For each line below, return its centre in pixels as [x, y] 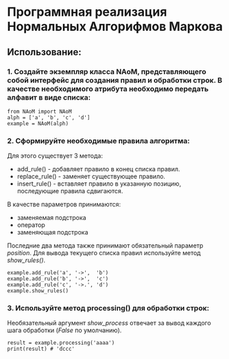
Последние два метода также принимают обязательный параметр [105, 246]
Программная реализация [87, 12]
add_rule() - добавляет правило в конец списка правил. [98, 169]
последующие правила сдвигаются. [70, 191]
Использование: [44, 52]
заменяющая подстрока [52, 232]
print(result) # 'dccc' [41, 349]
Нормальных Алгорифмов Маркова [115, 26]
